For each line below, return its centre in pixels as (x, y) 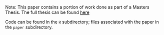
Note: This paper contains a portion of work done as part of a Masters (77, 7)
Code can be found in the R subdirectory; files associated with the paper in (82, 22)
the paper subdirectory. (29, 27)
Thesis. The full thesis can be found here (47, 12)
